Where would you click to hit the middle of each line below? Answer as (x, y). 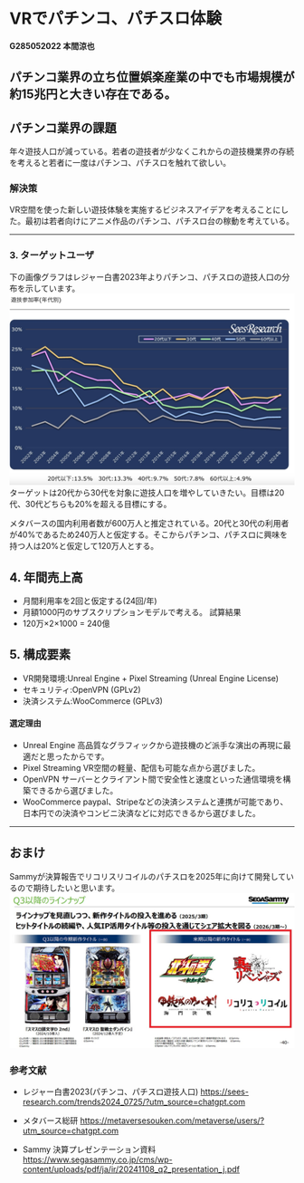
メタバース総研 (50, 1120)
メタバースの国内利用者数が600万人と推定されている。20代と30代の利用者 (149, 524)
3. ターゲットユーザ (52, 255)
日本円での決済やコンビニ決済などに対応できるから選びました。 (141, 813)
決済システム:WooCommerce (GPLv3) (92, 701)
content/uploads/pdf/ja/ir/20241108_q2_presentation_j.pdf (131, 1169)
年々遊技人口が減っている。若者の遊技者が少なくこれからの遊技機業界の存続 (152, 151)
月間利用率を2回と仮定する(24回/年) (90, 601)
